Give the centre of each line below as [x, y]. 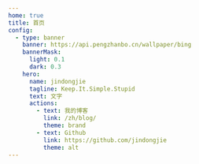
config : [21, 30]
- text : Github [61, 132]
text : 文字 [46, 96]
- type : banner [40, 37]
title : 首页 [26, 23]
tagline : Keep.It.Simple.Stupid [82, 89]
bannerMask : [42, 52]
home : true [26, 15]
